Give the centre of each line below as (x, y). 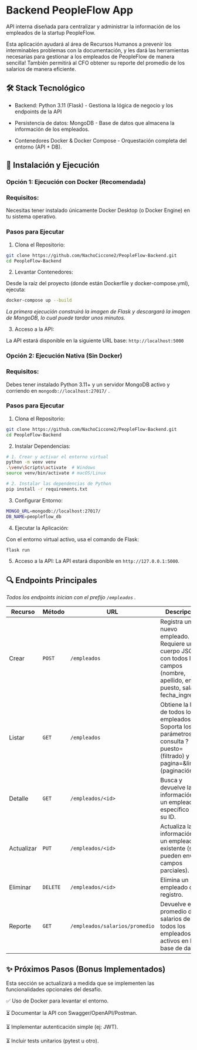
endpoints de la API (38, 112)
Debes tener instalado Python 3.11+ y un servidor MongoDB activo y (88, 384)
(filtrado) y (175, 756)
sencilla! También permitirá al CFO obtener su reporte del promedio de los (96, 63)
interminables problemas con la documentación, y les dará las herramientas (98, 50)
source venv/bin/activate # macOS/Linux (56, 473)
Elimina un (174, 880)
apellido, (172, 680)
